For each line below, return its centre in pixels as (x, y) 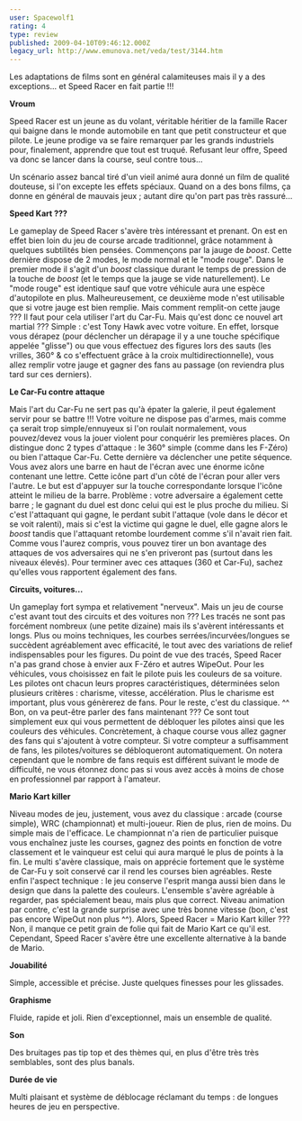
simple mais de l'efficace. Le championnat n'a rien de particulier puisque (144, 833)
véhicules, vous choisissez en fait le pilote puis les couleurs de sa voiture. (146, 674)
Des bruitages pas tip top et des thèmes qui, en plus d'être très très (134, 1053)
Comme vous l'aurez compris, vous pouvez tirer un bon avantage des (138, 543)
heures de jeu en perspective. (64, 1107)
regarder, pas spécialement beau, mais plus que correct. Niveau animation (147, 900)
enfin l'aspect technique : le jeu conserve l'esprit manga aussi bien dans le (147, 881)
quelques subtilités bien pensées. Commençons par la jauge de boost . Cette (151, 250)
